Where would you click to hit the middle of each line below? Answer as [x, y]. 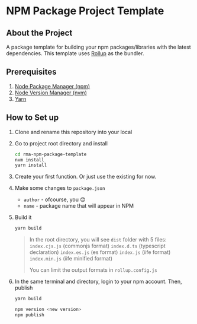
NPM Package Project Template [85, 11]
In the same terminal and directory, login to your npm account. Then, [98, 282]
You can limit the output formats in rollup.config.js [93, 270]
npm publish [29, 315]
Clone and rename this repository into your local [73, 132]
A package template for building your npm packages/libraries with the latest [98, 47]
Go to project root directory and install [61, 143]
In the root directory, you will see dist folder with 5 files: [98, 240]
